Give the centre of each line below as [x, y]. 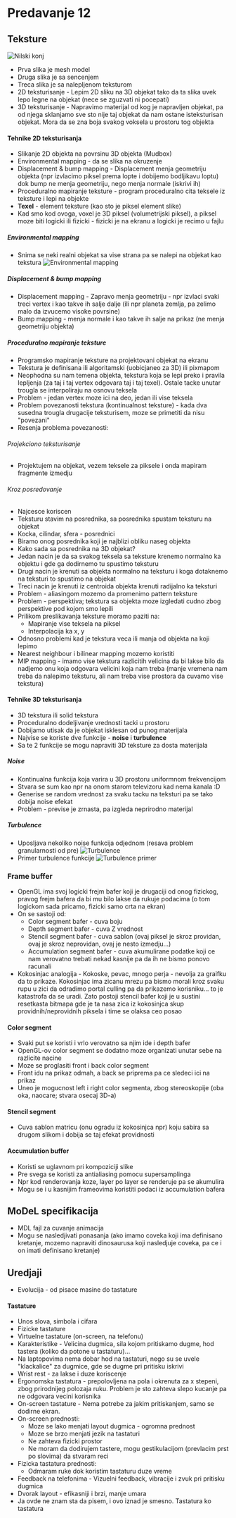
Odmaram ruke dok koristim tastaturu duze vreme [100, 1471]
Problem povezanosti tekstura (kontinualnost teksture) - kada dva [112, 405]
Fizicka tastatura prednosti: [57, 1464]
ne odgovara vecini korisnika [59, 1396]
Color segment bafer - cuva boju [75, 921]
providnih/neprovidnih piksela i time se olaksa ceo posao [100, 1011]
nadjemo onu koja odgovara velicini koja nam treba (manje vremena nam [122, 668]
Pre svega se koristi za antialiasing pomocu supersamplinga [104, 1174]
